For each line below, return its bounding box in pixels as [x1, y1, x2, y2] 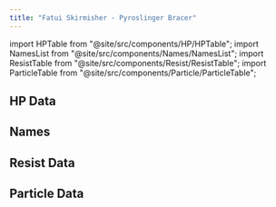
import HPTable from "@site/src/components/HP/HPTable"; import [9, 38, 259, 49]
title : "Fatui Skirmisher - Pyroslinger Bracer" [9, 13, 197, 23]
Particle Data [9, 186, 84, 202]
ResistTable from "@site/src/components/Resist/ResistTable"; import [9, 57, 267, 68]
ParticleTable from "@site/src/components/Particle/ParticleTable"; [9, 67, 257, 78]
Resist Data [9, 155, 75, 171]
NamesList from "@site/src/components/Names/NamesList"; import [9, 47, 264, 59]
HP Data [9, 94, 56, 109]
